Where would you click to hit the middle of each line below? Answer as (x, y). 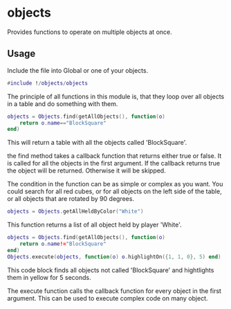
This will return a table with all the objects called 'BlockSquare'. (97, 143)
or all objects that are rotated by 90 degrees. (71, 199)
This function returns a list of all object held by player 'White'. (94, 225)
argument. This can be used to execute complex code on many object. (108, 298)
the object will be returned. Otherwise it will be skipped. (86, 170)
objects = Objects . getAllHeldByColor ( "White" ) (75, 212)
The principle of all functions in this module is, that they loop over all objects (116, 96)
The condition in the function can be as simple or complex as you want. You (115, 184)
